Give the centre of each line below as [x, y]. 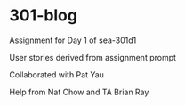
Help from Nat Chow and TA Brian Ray [79, 92]
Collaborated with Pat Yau [57, 74]
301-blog [44, 16]
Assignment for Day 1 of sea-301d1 [73, 40]
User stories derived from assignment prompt [92, 57]
